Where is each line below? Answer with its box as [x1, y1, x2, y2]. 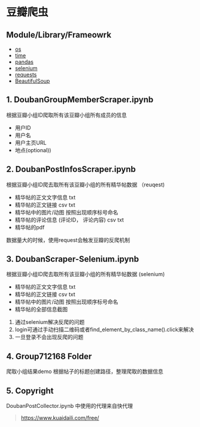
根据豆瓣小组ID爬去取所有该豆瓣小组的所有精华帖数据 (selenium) [6, 271, 165, 278]
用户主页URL [14, 139, 47, 146]
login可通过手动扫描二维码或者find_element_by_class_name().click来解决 [14, 326, 195, 333]
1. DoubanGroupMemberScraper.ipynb [6, 95, 154, 105]
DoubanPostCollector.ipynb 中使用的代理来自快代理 [6, 402, 134, 410]
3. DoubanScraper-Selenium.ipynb [6, 254, 140, 264]
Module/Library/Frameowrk [6, 29, 112, 40]
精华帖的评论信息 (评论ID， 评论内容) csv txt [14, 216, 124, 223]
